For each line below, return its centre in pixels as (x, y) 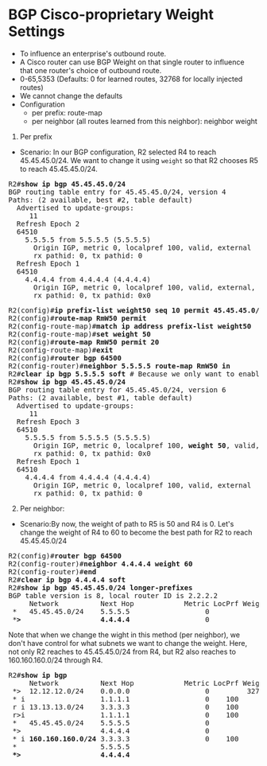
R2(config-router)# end (52, 572)
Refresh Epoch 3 (48, 422)
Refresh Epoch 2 (48, 224)
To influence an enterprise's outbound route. (93, 53)
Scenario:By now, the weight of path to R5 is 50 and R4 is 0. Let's (127, 523)
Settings (37, 31)
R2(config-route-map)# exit (61, 350)
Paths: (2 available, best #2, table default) (101, 200)
